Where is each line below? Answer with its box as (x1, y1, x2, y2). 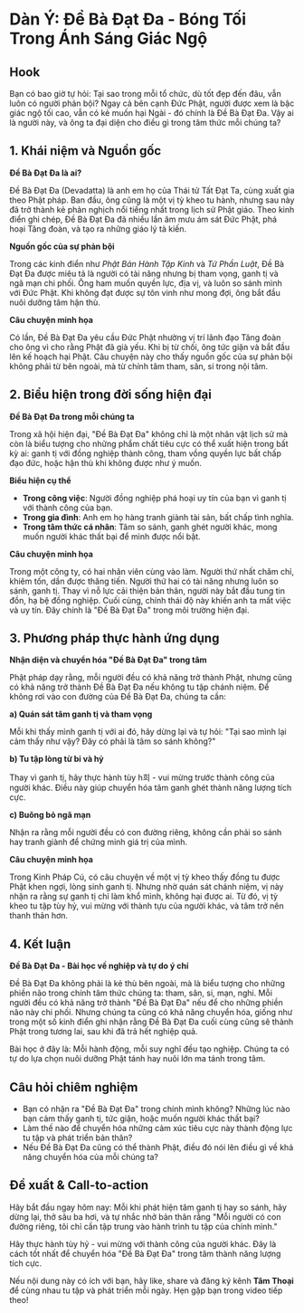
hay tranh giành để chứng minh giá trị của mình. (9, 837, 188, 848)
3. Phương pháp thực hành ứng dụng (9, 631, 220, 646)
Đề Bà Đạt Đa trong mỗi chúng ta (9, 411, 135, 422)
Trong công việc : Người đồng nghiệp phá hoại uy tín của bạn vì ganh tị (22, 492, 287, 503)
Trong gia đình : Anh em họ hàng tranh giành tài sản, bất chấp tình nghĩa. (22, 511, 294, 522)
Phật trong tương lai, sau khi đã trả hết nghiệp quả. (9, 1026, 198, 1037)
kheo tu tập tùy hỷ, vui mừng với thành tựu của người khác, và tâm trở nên (9, 900, 284, 911)
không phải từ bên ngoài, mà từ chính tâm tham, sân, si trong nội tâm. (9, 360, 269, 371)
